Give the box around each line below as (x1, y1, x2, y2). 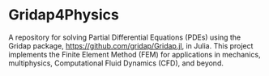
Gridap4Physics (8, 6, 119, 24)
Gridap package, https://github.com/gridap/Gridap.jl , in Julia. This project (8, 40, 254, 50)
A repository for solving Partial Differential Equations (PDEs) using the (8, 32, 241, 42)
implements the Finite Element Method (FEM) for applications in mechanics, (8, 49, 261, 59)
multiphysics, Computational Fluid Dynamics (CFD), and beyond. (8, 58, 224, 68)
